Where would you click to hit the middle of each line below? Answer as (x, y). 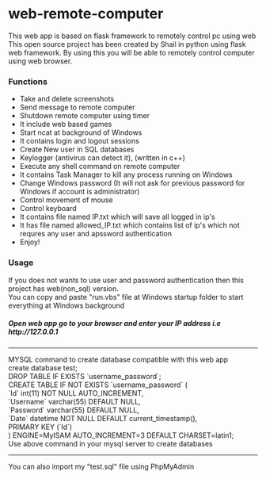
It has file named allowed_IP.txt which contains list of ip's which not (129, 225)
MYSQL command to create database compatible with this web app (118, 359)
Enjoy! (30, 242)
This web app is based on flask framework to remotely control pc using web (132, 36)
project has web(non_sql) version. (63, 288)
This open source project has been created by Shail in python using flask (127, 44)
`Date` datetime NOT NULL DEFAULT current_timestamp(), (103, 418)
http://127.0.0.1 (33, 332)
